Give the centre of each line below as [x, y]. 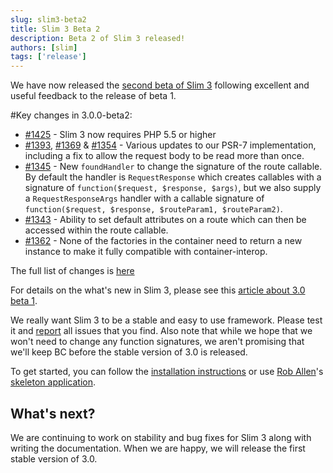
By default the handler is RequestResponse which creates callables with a [173, 177]
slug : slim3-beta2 [48, 19]
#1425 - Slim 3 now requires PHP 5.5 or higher [120, 135]
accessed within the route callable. [96, 230]
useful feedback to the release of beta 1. [93, 96]
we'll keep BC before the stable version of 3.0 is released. [129, 352]
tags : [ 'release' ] [48, 57]
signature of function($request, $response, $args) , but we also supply [173, 188]
